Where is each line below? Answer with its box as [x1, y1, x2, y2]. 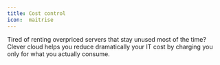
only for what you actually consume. [7, 49, 110, 58]
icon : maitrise [7, 16, 54, 23]
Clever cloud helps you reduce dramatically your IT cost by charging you [7, 42, 213, 51]
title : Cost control [7, 10, 67, 17]
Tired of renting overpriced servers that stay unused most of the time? [7, 35, 206, 43]
